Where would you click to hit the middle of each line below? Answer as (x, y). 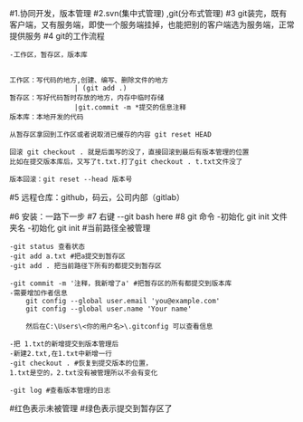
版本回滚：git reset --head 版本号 (71, 179)
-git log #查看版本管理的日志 (60, 390)
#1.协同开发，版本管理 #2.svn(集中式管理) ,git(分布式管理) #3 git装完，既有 (148, 13)
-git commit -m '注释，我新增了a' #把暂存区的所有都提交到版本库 (121, 283)
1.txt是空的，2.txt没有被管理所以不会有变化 (84, 373)
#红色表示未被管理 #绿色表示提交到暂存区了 (91, 408)
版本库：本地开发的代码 (47, 117)
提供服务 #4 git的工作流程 (57, 36)
